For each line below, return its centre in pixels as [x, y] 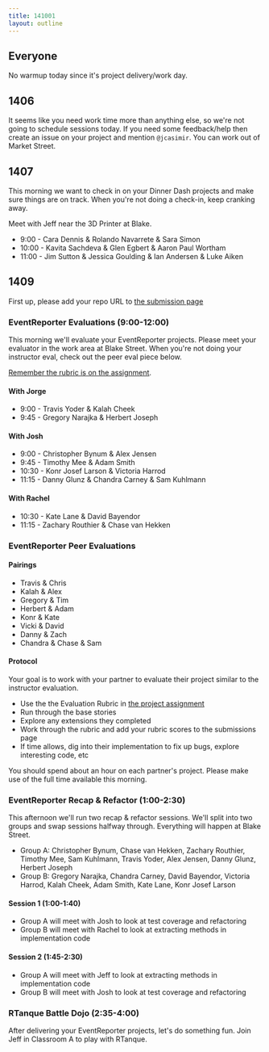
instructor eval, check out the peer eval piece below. [95, 357]
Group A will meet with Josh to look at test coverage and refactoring [133, 921]
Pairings [23, 565]
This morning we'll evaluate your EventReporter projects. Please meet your [132, 340]
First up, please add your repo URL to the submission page [106, 301]
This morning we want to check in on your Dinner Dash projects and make [131, 191]
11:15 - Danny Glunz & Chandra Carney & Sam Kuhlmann [113, 480]
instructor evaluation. [43, 688]
